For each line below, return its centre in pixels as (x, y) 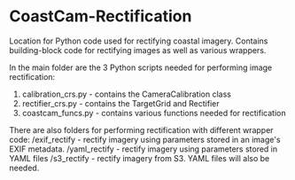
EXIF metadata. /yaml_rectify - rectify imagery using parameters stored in (144, 149)
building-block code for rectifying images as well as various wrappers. (138, 50)
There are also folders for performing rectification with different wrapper (141, 129)
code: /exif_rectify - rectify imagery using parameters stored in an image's (145, 139)
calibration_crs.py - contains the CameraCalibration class (127, 94)
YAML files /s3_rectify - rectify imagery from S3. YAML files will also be (140, 158)
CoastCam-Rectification (101, 16)
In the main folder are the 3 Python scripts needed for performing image (141, 67)
